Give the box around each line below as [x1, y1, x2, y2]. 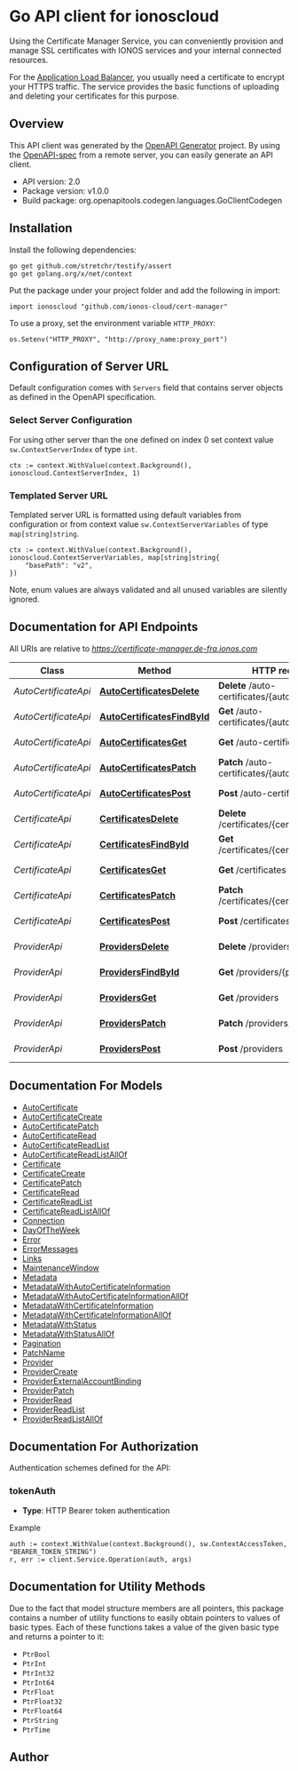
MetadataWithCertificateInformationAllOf [21, 1309, 172, 1320]
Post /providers [218, 1042, 284, 1055]
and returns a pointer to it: [9, 1631, 105, 1641]
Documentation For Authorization [9, 1439, 199, 1454]
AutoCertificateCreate [21, 1111, 103, 1121]
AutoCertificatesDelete [98, 684, 200, 697]
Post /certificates [218, 914, 291, 927]
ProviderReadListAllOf [21, 1413, 104, 1424]
